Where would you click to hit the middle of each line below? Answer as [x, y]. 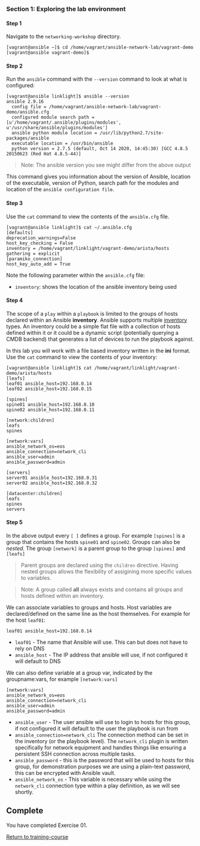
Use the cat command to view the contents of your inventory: [82, 357]
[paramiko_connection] [34, 259]
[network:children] [30, 420]
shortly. [24, 792]
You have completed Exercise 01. [47, 825]
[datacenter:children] [34, 493]
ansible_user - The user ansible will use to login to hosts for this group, [102, 722]
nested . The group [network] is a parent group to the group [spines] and [96, 548]
